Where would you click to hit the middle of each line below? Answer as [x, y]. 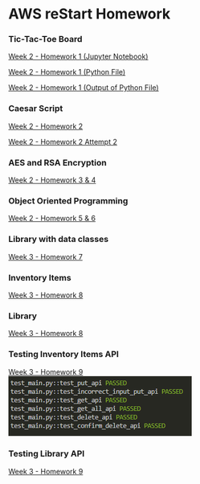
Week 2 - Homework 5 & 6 [52, 219]
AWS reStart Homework [90, 14]
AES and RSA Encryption [57, 162]
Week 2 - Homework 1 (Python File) [67, 72]
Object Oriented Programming [68, 201]
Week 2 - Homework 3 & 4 [52, 180]
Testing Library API [47, 453]
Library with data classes [59, 240]
